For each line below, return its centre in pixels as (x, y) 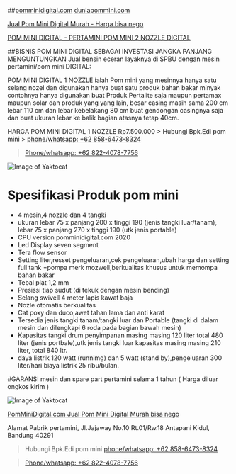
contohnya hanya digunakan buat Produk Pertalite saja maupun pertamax (114, 95)
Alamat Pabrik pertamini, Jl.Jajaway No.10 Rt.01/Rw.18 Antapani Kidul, (109, 427)
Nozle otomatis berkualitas (57, 305)
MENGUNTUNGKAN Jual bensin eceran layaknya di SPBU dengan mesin (113, 59)
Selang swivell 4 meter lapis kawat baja (75, 298)
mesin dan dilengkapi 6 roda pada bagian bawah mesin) (100, 327)
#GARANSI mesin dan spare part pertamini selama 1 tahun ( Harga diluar (113, 379)
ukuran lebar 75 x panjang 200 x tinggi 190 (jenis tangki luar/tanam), (117, 222)
